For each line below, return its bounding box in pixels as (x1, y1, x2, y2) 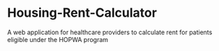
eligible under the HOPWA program (7, 35, 109, 43)
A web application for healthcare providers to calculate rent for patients (7, 28, 213, 36)
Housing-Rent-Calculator (7, 5, 157, 21)
